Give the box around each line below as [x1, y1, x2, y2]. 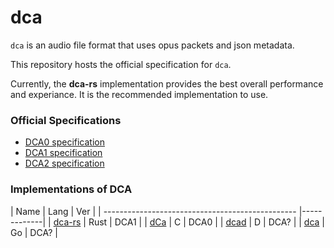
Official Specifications [10, 113, 122, 127]
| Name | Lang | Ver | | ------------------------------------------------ [10, 205, 297, 217]
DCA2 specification [24, 157, 105, 170]
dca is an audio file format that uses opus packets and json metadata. [10, 39, 295, 51]
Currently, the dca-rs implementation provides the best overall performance [10, 77, 324, 90]
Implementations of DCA [10, 182, 133, 196]
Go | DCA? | [10, 226, 58, 238]
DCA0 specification [24, 136, 105, 148]
